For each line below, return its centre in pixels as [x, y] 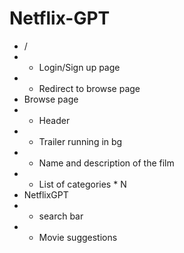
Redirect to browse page [89, 88]
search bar [61, 216]
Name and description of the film [106, 163]
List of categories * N [82, 184]
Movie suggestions [78, 237]
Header [54, 120]
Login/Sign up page [79, 67]
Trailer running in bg [80, 141]
